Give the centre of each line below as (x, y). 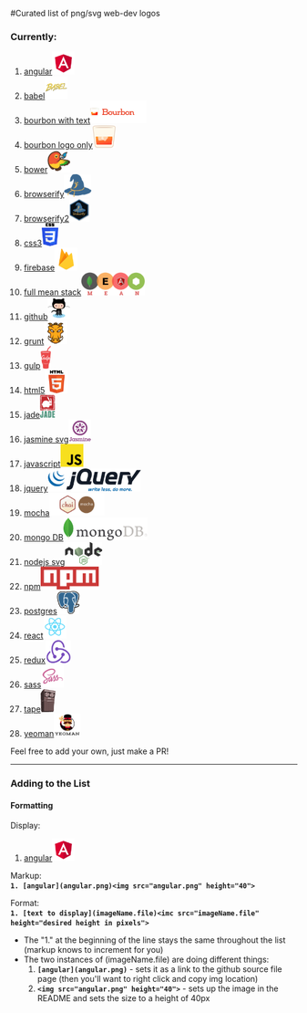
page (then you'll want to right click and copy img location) (148, 979)
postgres (40, 611)
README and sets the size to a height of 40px (123, 998)
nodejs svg (44, 562)
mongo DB (43, 538)
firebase (39, 267)
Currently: (34, 37)
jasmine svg (46, 439)
